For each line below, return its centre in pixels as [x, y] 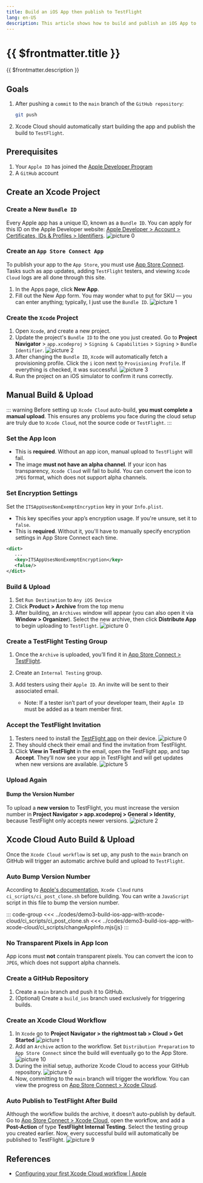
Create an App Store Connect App [55, 251]
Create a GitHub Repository [48, 978]
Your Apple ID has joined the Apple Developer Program [84, 166]
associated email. [37, 691]
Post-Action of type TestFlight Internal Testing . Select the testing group [97, 1127]
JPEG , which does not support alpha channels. [63, 963]
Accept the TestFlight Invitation [54, 725]
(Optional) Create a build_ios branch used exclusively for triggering [100, 998]
